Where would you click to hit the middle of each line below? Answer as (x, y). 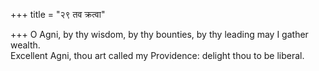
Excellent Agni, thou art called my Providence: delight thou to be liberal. (157, 55)
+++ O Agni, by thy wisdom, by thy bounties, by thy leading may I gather (159, 34)
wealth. (25, 45)
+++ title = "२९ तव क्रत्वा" (58, 14)
